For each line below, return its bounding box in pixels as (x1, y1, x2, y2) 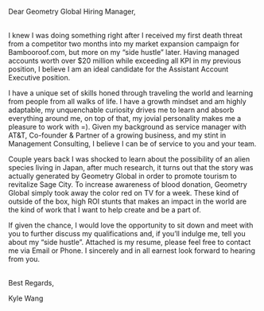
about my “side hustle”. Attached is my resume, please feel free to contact (8, 238, 251, 247)
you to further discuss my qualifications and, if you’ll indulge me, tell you (8, 229, 246, 238)
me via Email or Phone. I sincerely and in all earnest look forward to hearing (8, 246, 256, 255)
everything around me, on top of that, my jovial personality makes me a (8, 114, 242, 122)
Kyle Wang (8, 294, 44, 303)
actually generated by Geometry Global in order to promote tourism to (8, 171, 237, 181)
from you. (8, 255, 41, 263)
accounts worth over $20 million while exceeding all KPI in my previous (8, 56, 242, 65)
